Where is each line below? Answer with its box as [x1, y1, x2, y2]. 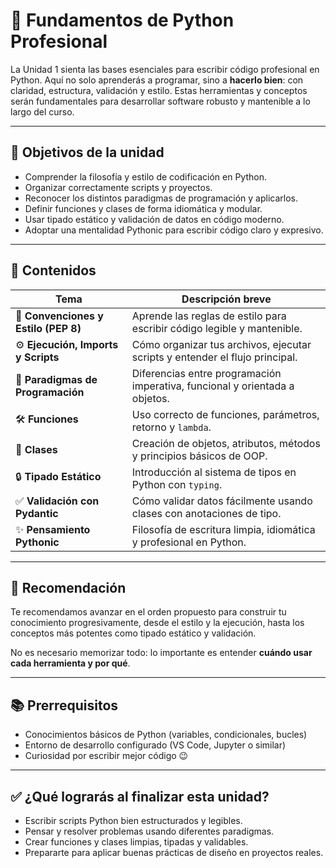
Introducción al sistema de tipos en [131, 465, 297, 479]
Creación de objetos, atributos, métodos [131, 436, 321, 450]
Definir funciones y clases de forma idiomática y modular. [24, 202, 263, 214]
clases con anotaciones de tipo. [131, 506, 282, 520]
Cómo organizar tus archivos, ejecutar [131, 337, 312, 351]
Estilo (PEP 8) [15, 321, 82, 335]
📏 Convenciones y [15, 309, 104, 323]
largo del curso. [10, 105, 75, 118]
